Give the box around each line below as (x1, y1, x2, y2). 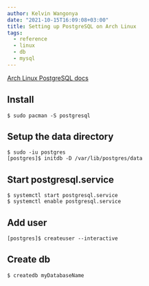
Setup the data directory (7, 130, 114, 142)
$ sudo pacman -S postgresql (7, 112, 91, 119)
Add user (7, 216, 47, 228)
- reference (13, 36, 48, 43)
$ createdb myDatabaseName (7, 272, 84, 279)
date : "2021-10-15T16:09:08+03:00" (7, 17, 109, 23)
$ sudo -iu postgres (7, 149, 67, 156)
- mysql (13, 55, 36, 62)
